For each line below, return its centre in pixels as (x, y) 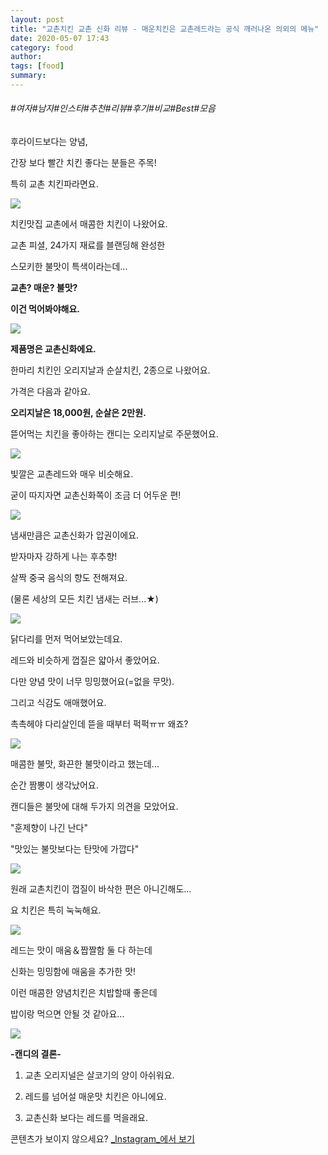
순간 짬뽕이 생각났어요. (54, 785)
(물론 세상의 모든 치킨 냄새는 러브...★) (84, 599)
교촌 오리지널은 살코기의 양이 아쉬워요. (99, 1075)
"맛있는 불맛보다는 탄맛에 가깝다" (75, 849)
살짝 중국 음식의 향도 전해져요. (69, 578)
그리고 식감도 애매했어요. (58, 703)
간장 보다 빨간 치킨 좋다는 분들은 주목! (83, 163)
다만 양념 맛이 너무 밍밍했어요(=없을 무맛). (92, 682)
